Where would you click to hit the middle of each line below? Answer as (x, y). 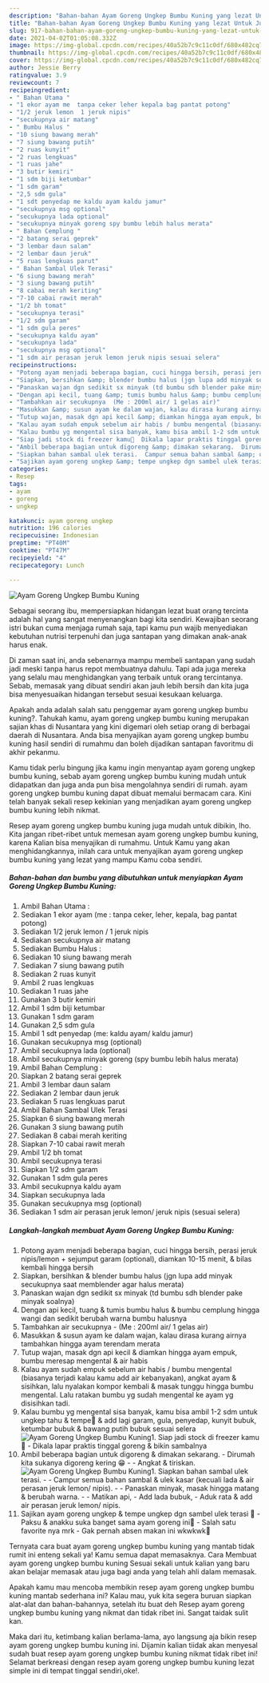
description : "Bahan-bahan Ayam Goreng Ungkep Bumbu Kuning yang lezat (131, 16)
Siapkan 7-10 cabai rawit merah (73, 1144)
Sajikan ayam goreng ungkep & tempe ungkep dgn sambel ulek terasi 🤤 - (140, 1514)
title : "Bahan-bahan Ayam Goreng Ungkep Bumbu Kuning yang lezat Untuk (131, 23)
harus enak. (29, 644)
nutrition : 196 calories (50, 528)
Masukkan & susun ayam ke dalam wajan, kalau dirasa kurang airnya (133, 1335)
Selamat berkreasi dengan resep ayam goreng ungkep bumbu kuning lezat (132, 1662)
